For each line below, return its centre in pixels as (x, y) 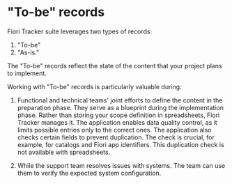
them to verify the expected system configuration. (89, 173)
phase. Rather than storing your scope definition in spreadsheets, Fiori (118, 115)
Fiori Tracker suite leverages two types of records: (79, 31)
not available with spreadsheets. (64, 152)
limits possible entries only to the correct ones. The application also (114, 130)
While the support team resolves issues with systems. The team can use (121, 165)
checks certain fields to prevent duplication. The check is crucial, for (116, 137)
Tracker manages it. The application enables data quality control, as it (117, 122)
